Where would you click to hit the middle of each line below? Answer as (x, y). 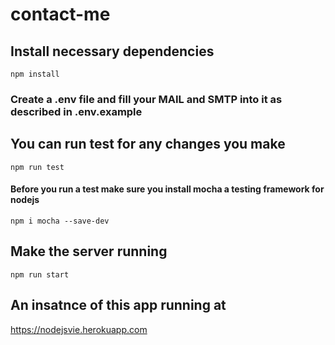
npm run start (40, 274)
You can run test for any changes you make (148, 144)
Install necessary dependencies (112, 51)
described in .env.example (76, 111)
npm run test (37, 167)
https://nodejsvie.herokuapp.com (79, 329)
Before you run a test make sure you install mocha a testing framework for (167, 189)
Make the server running (89, 251)
